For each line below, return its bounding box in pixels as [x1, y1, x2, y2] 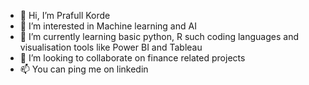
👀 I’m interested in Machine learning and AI [19, 20, 197, 32]
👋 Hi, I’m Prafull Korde [19, 10, 111, 21]
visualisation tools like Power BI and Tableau [19, 41, 203, 53]
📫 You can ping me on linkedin [19, 63, 149, 75]
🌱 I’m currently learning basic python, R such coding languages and [19, 31, 299, 42]
